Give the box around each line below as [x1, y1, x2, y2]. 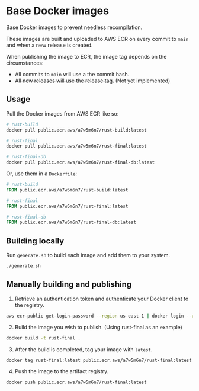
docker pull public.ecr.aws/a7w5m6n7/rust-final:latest [6, 143, 147, 149]
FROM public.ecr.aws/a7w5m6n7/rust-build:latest [6, 187, 129, 193]
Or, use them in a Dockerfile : [6, 170, 78, 177]
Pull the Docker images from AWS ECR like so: [6, 110, 119, 117]
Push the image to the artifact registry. [14, 368, 109, 375]
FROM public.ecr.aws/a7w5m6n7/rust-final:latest [6, 203, 129, 209]
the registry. [14, 301, 44, 309]
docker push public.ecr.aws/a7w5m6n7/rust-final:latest [6, 379, 147, 386]
